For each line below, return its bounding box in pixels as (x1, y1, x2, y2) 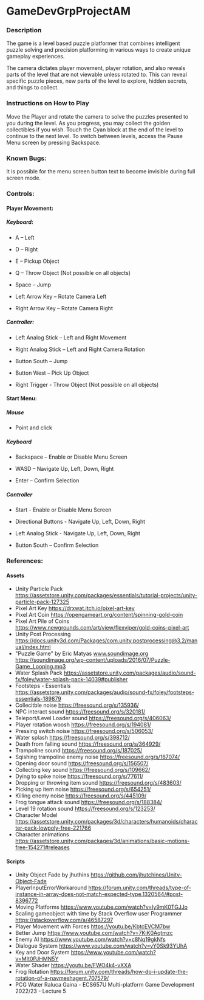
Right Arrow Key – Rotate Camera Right (15, 304, 114, 311)
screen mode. (6, 175, 41, 182)
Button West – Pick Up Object (15, 369, 89, 377)
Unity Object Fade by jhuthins (15, 871, 90, 878)
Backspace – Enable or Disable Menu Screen (15, 453, 127, 460)
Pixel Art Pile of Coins (15, 617, 70, 625)
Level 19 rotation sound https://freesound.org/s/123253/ (15, 805, 156, 813)
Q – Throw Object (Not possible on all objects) (15, 269, 131, 276)
